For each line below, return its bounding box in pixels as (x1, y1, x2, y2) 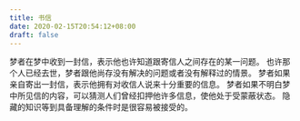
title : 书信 (9, 13, 52, 23)
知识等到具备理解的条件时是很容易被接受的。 (25, 102, 193, 113)
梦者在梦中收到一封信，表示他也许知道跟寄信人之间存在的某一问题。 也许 (9, 56, 283, 67)
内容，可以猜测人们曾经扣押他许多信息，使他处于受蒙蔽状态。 (48, 90, 280, 101)
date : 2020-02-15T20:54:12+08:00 (9, 22, 136, 31)
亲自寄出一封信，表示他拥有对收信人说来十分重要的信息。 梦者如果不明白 (9, 79, 283, 90)
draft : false (9, 30, 59, 39)
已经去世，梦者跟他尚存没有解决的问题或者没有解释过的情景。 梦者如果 (25, 67, 291, 78)
